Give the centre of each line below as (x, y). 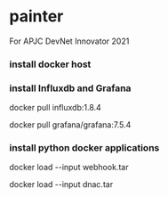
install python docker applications (84, 148)
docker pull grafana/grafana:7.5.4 (70, 125)
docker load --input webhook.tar (69, 168)
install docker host (50, 64)
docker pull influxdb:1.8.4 (56, 108)
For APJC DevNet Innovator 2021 (69, 41)
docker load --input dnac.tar (61, 185)
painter (36, 16)
